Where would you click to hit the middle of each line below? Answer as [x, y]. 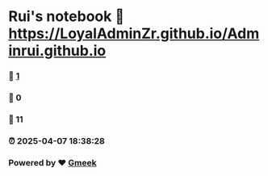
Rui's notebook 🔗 [67, 17]
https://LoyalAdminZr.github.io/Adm [134, 34]
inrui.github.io [57, 51]
